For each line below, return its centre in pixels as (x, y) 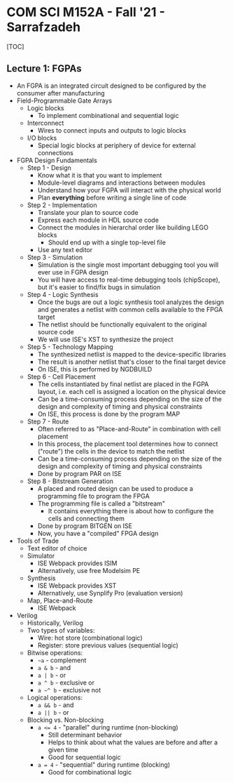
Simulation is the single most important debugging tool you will (128, 265)
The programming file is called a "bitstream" (101, 504)
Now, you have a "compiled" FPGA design (98, 533)
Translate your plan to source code (88, 212)
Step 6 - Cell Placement (61, 376)
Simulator (41, 555)
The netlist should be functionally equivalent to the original (122, 324)
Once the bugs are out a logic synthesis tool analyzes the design (131, 302)
